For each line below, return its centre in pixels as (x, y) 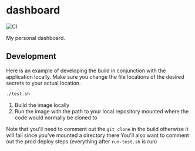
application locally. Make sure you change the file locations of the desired (95, 76)
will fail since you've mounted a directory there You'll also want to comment (97, 135)
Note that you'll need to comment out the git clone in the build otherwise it (97, 129)
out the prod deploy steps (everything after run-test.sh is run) (82, 141)
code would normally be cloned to (56, 118)
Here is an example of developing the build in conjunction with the (86, 71)
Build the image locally (42, 105)
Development (31, 56)
